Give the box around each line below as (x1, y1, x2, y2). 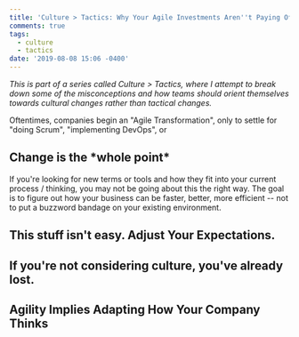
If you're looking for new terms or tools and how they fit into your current (9, 173, 277, 184)
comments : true (9, 21, 66, 30)
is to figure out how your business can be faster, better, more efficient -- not (9, 192, 289, 203)
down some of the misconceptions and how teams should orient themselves (9, 88, 289, 99)
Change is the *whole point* (9, 150, 171, 165)
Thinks (9, 316, 49, 331)
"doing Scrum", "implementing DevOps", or (9, 124, 167, 134)
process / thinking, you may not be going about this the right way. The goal (9, 183, 285, 194)
